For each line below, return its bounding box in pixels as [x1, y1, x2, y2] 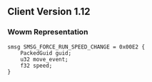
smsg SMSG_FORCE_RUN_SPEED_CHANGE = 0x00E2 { [7, 43, 145, 51]
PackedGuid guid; [20, 49, 72, 56]
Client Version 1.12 [7, 6, 91, 18]
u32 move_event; [20, 56, 69, 63]
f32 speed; [20, 62, 53, 69]
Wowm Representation [7, 27, 88, 37]
